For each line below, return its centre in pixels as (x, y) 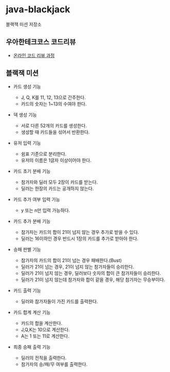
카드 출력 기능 (27, 290)
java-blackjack (38, 9)
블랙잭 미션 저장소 (24, 24)
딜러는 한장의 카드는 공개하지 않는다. (57, 188)
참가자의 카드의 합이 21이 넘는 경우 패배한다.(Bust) (71, 260)
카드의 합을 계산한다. (42, 323)
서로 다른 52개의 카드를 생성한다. (54, 125)
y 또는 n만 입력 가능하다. (45, 210)
